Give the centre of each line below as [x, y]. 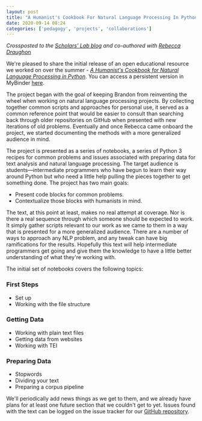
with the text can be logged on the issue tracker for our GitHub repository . [98, 411]
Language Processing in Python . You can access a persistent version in [95, 76]
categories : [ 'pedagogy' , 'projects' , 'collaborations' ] [79, 29]
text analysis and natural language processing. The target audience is [92, 164]
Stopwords [28, 374]
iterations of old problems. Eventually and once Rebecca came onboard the [100, 126]
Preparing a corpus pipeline [49, 387]
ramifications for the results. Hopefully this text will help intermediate [92, 245]
